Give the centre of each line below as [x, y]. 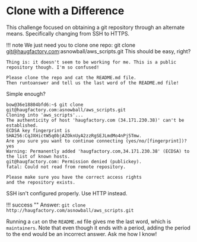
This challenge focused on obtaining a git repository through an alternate [96, 27]
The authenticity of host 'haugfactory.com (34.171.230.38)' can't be [95, 120]
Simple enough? [26, 93]
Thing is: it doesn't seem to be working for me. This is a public [91, 62]
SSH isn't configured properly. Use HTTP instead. [67, 193]
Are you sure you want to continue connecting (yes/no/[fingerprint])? [96, 141]
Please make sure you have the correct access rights [74, 177]
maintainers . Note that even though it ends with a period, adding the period [99, 228]
